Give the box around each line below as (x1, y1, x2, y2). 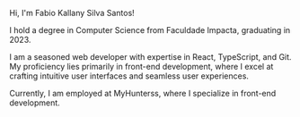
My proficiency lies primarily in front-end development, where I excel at (9, 62, 274, 71)
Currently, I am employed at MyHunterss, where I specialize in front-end (9, 88, 277, 98)
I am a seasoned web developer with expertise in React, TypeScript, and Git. (9, 52, 292, 62)
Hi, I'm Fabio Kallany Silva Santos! (9, 8, 135, 18)
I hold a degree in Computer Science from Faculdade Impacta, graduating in (9, 25, 291, 35)
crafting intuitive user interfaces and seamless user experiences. (9, 71, 250, 81)
